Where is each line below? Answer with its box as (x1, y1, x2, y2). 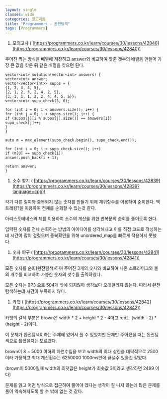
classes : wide (5, 12, 35, 17)
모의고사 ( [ (12, 40, 35, 46)
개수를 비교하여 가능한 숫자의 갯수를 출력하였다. (10, 271, 102, 277)
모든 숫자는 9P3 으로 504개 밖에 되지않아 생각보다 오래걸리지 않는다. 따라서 (5, 282, 152, 288)
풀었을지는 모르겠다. (18, 338, 57, 344)
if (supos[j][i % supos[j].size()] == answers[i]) (5, 116, 112, 121)
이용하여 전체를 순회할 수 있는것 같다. (24, 205, 96, 211)
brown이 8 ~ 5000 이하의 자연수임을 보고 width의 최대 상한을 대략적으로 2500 (5, 349, 158, 355)
